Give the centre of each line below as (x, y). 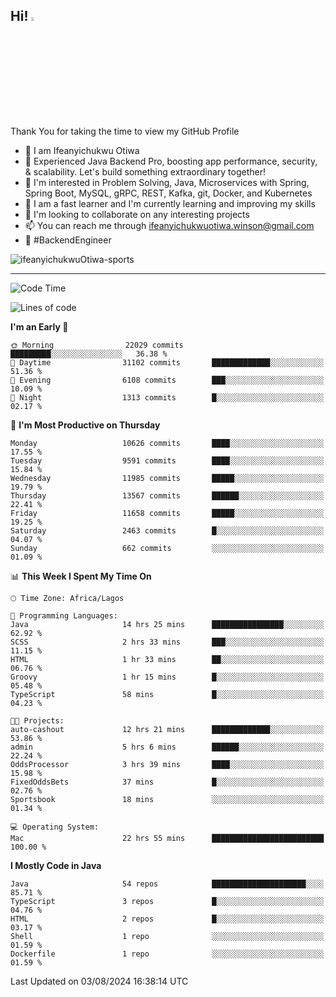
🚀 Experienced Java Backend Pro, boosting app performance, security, (171, 161)
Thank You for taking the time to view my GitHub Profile (125, 131)
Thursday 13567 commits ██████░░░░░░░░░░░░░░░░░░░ (167, 495)
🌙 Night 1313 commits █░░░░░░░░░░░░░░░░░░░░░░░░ (167, 397)
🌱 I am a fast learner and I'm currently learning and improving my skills (170, 203)
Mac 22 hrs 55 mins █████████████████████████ (167, 838)
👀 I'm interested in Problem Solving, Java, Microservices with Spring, (167, 182)
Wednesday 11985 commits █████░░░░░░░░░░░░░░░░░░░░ (167, 478)
